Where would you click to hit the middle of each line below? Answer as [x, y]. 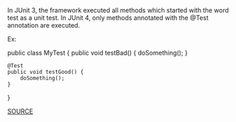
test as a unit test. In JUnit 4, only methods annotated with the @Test [108, 18]
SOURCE [20, 111]
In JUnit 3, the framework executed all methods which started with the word [118, 10]
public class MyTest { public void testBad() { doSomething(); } [97, 53]
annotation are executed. [44, 25]
